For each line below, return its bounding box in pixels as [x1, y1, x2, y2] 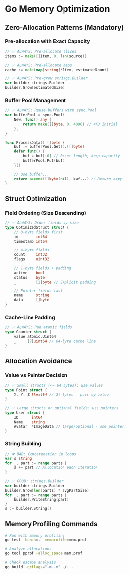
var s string [5, 456, 32, 461]
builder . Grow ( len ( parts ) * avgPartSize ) [5, 488, 90, 493]
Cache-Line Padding [5, 314, 55, 321]
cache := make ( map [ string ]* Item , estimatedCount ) [5, 67, 109, 72]
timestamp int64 [14, 239, 48, 244]
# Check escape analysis [5, 560, 56, 565]
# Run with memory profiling [5, 533, 65, 538]
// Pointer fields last [14, 288, 63, 293]
